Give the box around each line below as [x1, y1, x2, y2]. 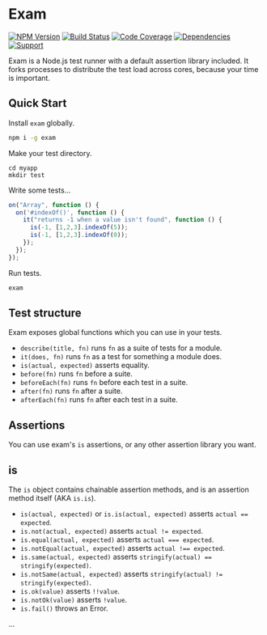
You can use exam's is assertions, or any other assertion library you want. [8, 440, 256, 450]
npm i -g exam [8, 133, 57, 142]
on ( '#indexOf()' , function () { [15, 208, 125, 217]
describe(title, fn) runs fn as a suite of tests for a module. [19, 343, 222, 353]
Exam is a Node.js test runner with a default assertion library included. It [8, 56, 249, 66]
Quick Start [8, 96, 67, 110]
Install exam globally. [8, 118, 75, 128]
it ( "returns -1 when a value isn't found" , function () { [23, 216, 222, 224]
